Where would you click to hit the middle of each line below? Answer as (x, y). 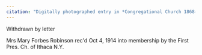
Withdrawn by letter (31, 29)
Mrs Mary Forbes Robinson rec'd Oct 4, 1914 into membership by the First (98, 40)
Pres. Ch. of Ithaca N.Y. (35, 47)
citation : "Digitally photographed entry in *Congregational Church (94, 12)
